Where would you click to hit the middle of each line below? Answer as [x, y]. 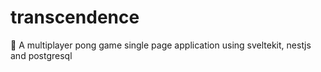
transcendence [75, 17]
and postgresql [41, 55]
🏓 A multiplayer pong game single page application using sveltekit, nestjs [161, 45]
